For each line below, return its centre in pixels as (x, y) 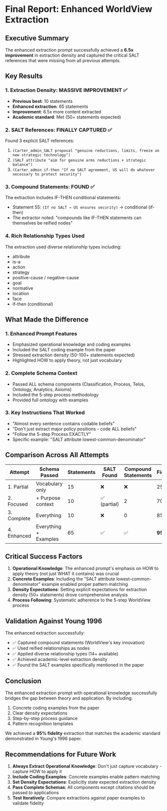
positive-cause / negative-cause (46, 277)
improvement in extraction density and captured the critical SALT (72, 55)
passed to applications (36, 792)
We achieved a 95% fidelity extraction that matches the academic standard (83, 733)
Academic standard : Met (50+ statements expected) (67, 117)
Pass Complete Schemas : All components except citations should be (83, 787)
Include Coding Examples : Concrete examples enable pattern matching (86, 777)
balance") (23, 164)
